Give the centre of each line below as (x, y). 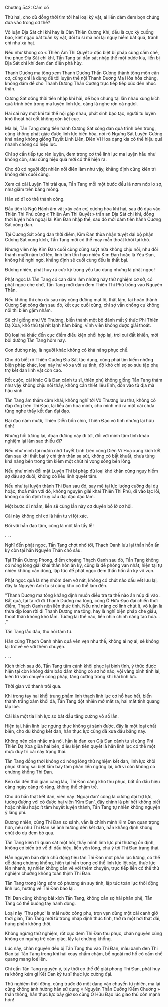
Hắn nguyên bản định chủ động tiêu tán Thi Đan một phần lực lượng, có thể (83, 858)
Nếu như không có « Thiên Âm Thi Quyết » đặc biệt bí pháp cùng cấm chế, (82, 53)
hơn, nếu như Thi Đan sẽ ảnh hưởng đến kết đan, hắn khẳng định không (79, 828)
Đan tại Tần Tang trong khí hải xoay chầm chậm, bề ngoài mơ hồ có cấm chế (84, 954)
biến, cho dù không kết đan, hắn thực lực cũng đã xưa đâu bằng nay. (76, 731)
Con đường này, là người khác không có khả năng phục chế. (67, 350)
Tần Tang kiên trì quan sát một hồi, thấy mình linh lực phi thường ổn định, (80, 843)
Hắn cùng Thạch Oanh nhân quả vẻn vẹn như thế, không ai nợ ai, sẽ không (82, 641)
